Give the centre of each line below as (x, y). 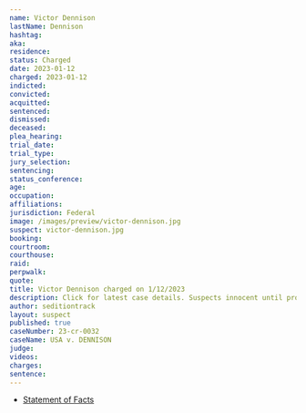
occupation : (32, 196)
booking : (26, 238)
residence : (30, 52)
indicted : (28, 86)
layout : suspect (40, 315)
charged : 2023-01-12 (49, 77)
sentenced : (30, 111)
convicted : (30, 94)
